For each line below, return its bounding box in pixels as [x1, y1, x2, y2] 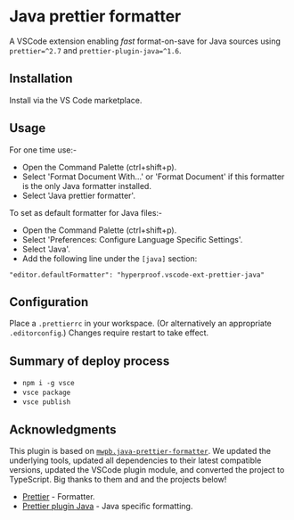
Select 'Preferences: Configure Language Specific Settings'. [21, 234, 243, 244]
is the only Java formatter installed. [21, 180, 151, 191]
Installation [9, 71, 73, 87]
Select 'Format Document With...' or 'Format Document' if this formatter [21, 171, 285, 182]
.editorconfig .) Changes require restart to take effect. [9, 327, 209, 338]
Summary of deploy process [9, 353, 170, 368]
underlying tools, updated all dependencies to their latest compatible [9, 455, 262, 466]
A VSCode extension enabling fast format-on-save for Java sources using [9, 36, 281, 46]
